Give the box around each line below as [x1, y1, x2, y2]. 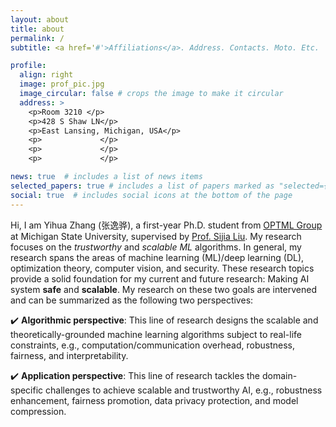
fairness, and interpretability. [10, 349, 129, 361]
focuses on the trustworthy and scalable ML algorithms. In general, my [10, 241, 302, 253]
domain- [261, 369, 298, 381]
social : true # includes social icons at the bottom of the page [10, 190, 293, 200]
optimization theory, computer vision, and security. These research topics [10, 262, 315, 274]
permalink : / [10, 33, 65, 43]
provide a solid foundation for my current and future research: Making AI [10, 272, 310, 285]
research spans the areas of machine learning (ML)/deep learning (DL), [10, 251, 305, 263]
